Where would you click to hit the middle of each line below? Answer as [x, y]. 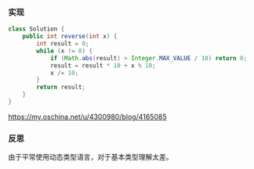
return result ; [61, 88]
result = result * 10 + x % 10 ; [103, 65]
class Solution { [36, 29]
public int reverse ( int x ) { [70, 37]
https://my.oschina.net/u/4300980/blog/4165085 [87, 117]
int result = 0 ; [63, 44]
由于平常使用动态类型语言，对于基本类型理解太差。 [91, 157]
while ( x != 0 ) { [64, 51]
